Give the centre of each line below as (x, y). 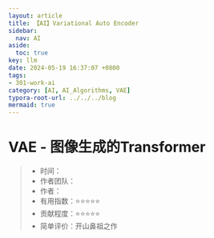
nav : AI (28, 38)
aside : (19, 46)
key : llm (23, 61)
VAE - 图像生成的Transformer (107, 147)
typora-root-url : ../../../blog (62, 98)
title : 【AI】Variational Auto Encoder (74, 23)
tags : (17, 75)
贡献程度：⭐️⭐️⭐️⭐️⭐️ (70, 214)
